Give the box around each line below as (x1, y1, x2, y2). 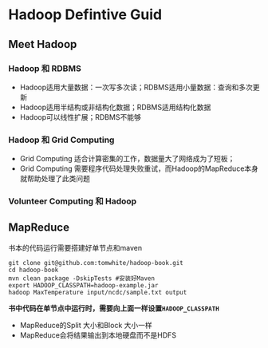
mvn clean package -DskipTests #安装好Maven (8, 274, 156, 283)
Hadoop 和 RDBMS (8, 62, 81, 73)
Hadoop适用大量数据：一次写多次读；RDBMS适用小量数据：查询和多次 (19, 82, 253, 92)
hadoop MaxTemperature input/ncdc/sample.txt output (8, 288, 187, 296)
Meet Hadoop (8, 38, 77, 51)
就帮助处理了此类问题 (19, 174, 90, 184)
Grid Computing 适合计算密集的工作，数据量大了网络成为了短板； (19, 154, 235, 164)
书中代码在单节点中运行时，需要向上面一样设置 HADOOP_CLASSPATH (8, 303, 219, 313)
